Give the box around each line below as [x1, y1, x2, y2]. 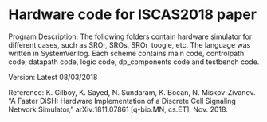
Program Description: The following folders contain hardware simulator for [8, 32, 253, 41]
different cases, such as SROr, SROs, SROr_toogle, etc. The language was [8, 40, 251, 49]
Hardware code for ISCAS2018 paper [8, 6, 257, 24]
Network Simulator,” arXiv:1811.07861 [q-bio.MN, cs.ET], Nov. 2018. [8, 105, 229, 114]
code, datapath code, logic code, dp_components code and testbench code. [8, 57, 260, 67]
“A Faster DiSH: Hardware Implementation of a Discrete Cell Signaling [8, 96, 237, 105]
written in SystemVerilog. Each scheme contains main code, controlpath [8, 48, 245, 58]
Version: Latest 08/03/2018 [8, 72, 98, 82]
